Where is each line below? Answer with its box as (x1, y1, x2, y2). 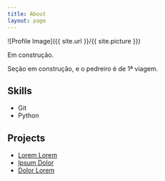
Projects (7, 132, 46, 144)
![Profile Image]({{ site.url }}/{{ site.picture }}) (7, 36, 141, 45)
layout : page (7, 17, 46, 24)
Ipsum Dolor (17, 158, 54, 167)
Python (17, 111, 39, 120)
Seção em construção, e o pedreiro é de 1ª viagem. (7, 64, 159, 73)
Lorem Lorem (17, 151, 58, 160)
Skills (7, 85, 32, 97)
